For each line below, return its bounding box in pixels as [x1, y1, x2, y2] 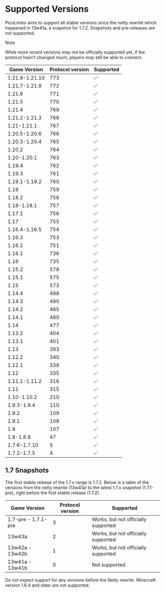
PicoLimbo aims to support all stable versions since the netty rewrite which [5, 20, 157, 26]
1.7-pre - [7, 516, 31, 523]
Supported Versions [5, 3, 89, 15]
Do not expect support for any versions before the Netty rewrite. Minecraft [5, 577, 156, 583]
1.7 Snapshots [5, 466, 49, 475]
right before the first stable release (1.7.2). [15, 490, 101, 496]
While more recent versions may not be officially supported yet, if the [5, 49, 145, 55]
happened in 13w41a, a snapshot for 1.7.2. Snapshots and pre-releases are [5, 25, 156, 30]
